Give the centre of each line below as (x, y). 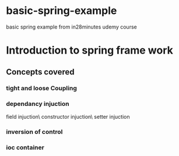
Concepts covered (40, 72)
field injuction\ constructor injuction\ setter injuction (68, 116)
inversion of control (34, 132)
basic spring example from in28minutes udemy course (71, 27)
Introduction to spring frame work (90, 50)
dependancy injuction (38, 104)
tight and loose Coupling (41, 88)
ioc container (25, 147)
